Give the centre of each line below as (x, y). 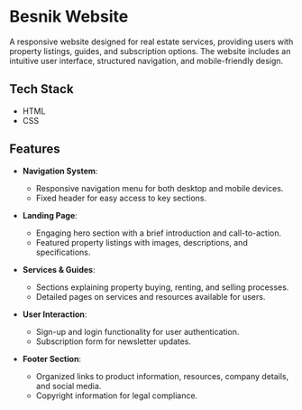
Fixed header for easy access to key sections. (121, 198)
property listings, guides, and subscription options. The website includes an (150, 51)
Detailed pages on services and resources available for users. (151, 296)
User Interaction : (55, 314)
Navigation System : (60, 171)
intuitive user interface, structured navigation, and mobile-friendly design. (146, 61)
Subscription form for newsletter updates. (114, 341)
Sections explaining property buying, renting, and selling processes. (162, 287)
